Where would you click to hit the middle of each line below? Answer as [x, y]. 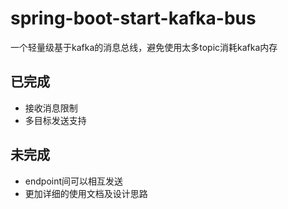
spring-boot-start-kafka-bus [133, 18]
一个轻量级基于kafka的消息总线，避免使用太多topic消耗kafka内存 [144, 47]
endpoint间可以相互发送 [74, 181]
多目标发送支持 [55, 120]
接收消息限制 [51, 108]
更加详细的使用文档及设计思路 [86, 193]
